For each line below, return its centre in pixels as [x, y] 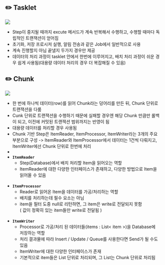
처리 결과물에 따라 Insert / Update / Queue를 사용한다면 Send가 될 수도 [89, 239]
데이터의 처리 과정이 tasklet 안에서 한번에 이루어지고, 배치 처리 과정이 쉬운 [83, 56]
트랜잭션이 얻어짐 [42, 38]
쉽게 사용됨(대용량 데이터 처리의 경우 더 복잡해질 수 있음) [72, 62]
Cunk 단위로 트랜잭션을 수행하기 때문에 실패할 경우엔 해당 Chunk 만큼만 [81, 115]
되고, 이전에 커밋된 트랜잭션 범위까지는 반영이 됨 [64, 121]
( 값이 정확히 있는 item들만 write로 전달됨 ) [61, 210]
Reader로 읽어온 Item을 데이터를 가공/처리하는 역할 [69, 191]
